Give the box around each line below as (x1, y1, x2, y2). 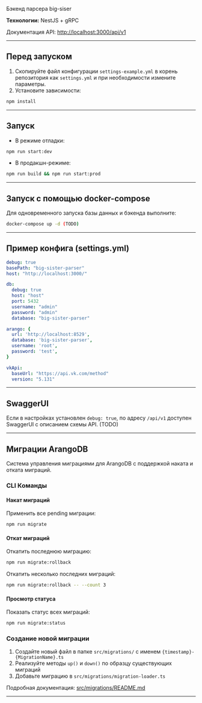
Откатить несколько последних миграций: (6, 570, 116, 578)
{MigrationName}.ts (14, 654, 64, 661)
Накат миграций (6, 496, 50, 503)
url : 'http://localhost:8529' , (11, 332, 90, 338)
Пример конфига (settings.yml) (6, 244, 129, 254)
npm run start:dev (6, 148, 52, 154)
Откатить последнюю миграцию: (6, 548, 92, 555)
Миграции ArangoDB (6, 444, 88, 454)
